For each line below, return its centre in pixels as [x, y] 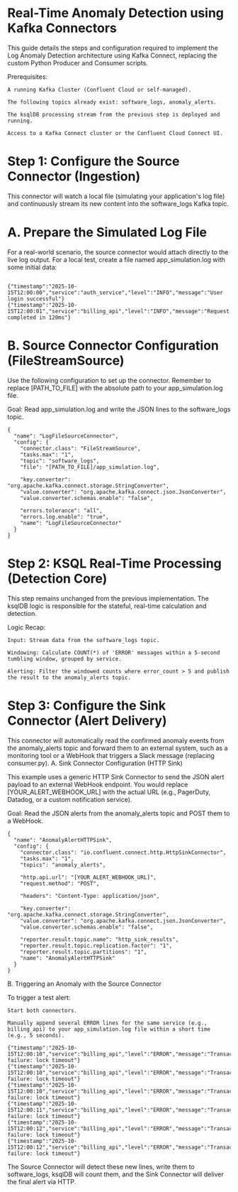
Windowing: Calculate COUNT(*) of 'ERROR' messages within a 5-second [114, 652]
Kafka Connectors [62, 28]
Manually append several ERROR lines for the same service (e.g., [107, 1023]
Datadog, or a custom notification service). [70, 799]
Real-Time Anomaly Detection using [116, 13]
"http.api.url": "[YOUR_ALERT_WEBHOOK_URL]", [89, 877]
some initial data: [32, 267]
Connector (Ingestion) [74, 177]
